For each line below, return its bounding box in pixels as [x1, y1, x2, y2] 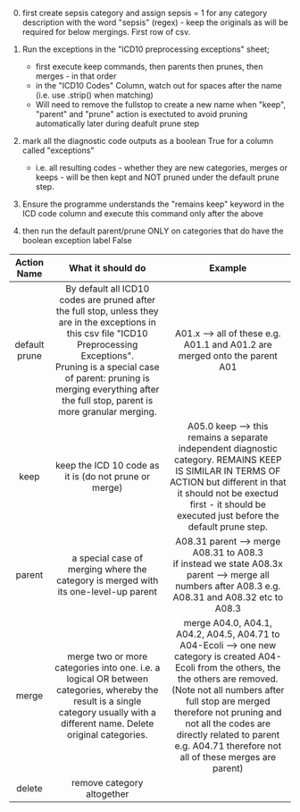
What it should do [68, 262, 146, 274]
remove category [71, 777, 144, 789]
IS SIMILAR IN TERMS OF [175, 465, 281, 477]
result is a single [72, 695, 142, 707]
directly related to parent [176, 729, 279, 740]
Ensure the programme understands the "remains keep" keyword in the [21, 199, 285, 209]
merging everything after [54, 384, 160, 395]
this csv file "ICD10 [66, 327, 149, 339]
